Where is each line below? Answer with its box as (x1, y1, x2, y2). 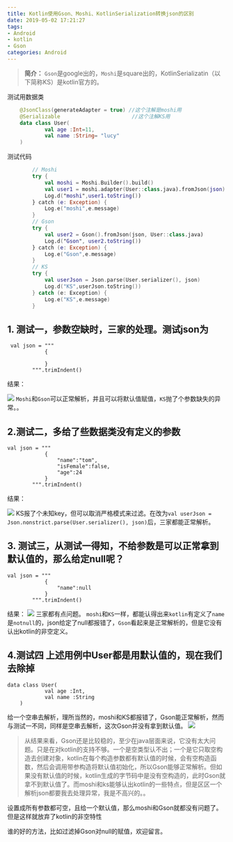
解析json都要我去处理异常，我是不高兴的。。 (24, 788, 150, 797)
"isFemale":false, (56, 463, 111, 470)
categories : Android (7, 49, 67, 56)
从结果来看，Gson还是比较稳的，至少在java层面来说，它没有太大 (24, 736, 210, 744)
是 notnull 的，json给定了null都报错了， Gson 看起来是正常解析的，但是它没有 (7, 618, 223, 627)
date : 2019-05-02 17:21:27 (7, 17, 86, 24)
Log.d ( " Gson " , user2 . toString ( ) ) (44, 238, 141, 245)
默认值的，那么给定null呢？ (7, 553, 124, 565)
